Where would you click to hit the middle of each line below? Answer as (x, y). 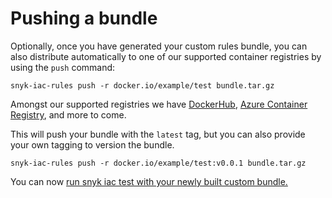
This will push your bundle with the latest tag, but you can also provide (158, 134)
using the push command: (63, 67)
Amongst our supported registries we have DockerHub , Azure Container (159, 104)
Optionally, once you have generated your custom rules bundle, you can (159, 46)
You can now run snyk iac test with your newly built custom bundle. (149, 181)
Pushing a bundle (84, 18)
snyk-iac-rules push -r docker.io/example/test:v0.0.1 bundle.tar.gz (158, 163)
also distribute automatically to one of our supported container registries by (166, 56)
